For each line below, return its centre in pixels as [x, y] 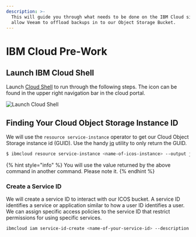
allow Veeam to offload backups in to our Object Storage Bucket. [94, 22]
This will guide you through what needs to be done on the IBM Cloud [97, 17]
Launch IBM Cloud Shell [50, 73]
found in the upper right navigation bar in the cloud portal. [76, 93]
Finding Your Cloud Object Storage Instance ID [92, 123]
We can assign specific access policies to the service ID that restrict [88, 212]
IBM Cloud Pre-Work [57, 51]
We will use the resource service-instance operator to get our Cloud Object [97, 137]
